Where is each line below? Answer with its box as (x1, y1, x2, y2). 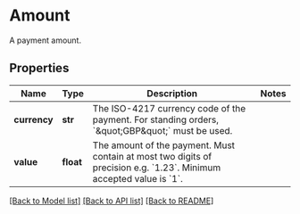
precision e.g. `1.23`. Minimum (92, 161, 221, 174)
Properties (9, 61, 70, 76)
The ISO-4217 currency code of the (92, 102, 246, 114)
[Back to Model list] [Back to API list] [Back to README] (9, 195, 214, 206)
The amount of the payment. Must (92, 139, 235, 152)
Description (146, 86, 198, 99)
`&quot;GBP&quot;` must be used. (92, 124, 233, 136)
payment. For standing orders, (92, 113, 220, 126)
